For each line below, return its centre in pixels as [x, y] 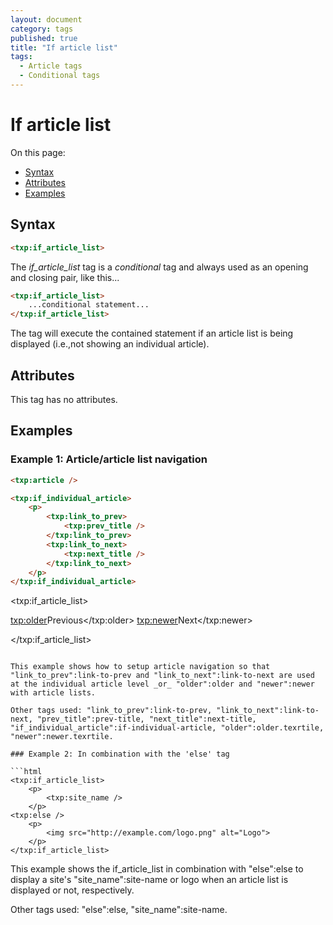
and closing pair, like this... [65, 277]
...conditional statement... [89, 305]
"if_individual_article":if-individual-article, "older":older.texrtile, [167, 728]
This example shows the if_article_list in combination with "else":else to [157, 869]
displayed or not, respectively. [72, 890]
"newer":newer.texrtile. [62, 737]
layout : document [46, 19]
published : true [44, 38]
